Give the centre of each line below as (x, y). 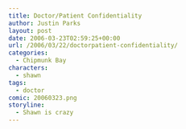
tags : (17, 83)
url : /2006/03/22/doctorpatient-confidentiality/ (93, 46)
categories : (28, 53)
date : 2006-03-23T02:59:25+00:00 (64, 38)
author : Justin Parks (45, 23)
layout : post (30, 30)
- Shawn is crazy (45, 113)
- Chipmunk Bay (41, 61)
